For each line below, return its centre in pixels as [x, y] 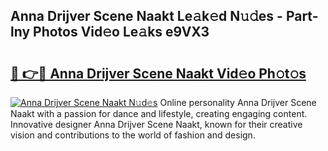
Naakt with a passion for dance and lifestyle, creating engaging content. [159, 113]
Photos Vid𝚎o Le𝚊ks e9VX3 [121, 32]
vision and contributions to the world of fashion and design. [133, 135]
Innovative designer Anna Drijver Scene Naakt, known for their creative [156, 124]
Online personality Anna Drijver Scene [238, 102]
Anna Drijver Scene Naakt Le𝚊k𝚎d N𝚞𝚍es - [146, 16]
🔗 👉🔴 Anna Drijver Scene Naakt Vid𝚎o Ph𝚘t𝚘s [158, 73]
